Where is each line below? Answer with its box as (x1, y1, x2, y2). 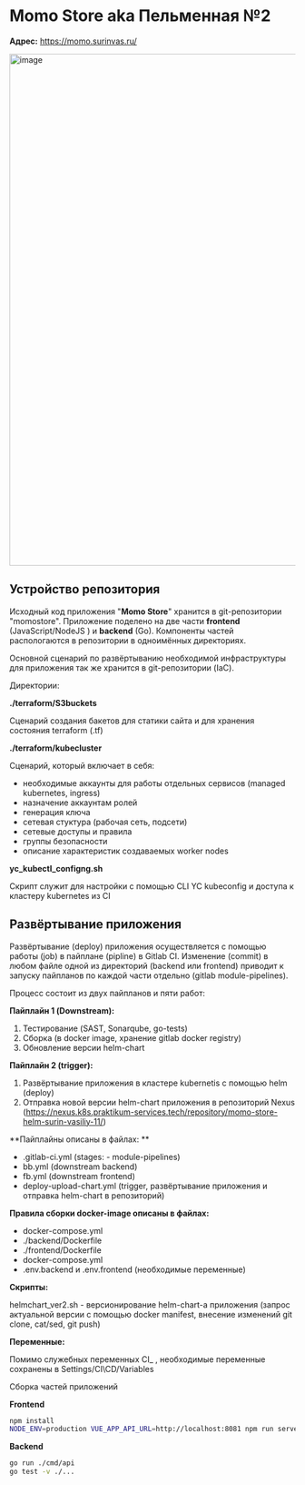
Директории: (9, 680, 60, 691)
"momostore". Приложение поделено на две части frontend (9, 615, 241, 626)
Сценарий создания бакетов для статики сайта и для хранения (9, 715, 255, 726)
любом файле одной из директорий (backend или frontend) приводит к (9, 960, 284, 971)
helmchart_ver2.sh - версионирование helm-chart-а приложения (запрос (9, 1298, 290, 1310)
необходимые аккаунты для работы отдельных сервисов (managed (22, 777, 286, 788)
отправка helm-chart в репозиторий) (22, 1189, 165, 1201)
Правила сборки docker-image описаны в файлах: (9, 1207, 210, 1218)
